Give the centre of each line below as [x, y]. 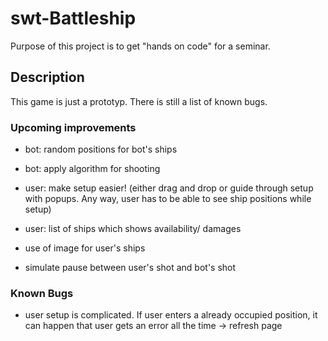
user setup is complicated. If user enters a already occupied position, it [171, 315]
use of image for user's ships [85, 248]
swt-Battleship [73, 18]
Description [47, 77]
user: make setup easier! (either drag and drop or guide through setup [169, 188]
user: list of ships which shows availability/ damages [133, 229]
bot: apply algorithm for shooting [92, 169]
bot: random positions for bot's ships [101, 149]
